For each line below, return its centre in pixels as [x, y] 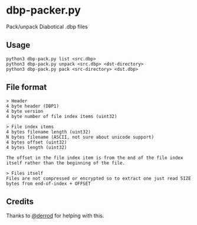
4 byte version [25, 111]
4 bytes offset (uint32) [37, 142]
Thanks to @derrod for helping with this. [55, 216]
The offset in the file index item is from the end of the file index [95, 158]
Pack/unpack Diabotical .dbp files [47, 27]
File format [27, 87]
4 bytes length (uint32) [37, 147]
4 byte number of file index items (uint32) [62, 116]
